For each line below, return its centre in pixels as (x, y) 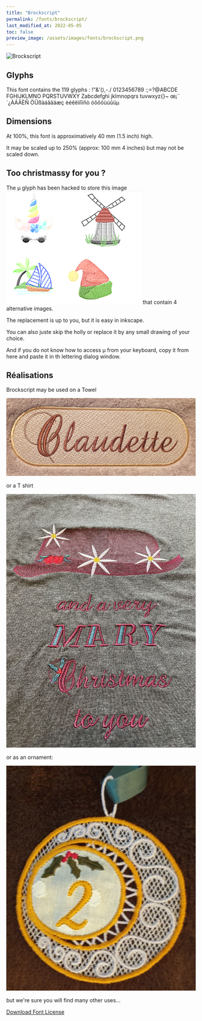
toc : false (20, 32)
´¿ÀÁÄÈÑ (18, 102)
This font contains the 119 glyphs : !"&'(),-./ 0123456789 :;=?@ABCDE (92, 89)
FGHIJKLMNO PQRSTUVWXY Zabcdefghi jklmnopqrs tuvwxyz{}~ (88, 96)
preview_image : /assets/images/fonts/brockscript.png (75, 38)
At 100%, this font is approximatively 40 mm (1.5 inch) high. (80, 136)
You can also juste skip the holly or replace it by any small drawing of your (98, 331)
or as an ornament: (30, 757)
